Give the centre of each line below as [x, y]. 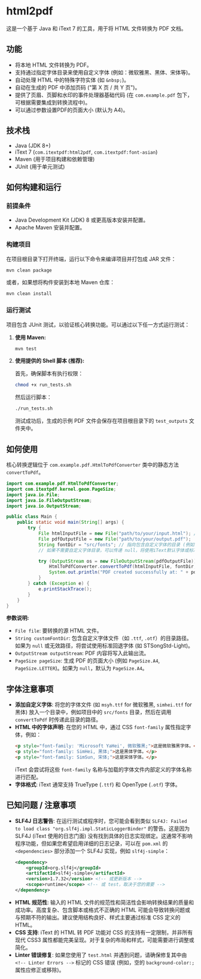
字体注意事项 [30, 689]
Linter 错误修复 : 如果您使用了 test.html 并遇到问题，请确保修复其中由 [101, 955]
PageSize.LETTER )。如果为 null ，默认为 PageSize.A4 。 [81, 668]
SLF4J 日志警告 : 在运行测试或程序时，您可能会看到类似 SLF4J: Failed [101, 820]
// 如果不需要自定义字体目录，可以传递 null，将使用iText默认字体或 [114, 550]
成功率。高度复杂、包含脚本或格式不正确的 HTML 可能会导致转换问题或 [102, 910]
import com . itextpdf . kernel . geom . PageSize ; [61, 489]
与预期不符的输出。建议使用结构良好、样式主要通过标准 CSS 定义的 [98, 917]
